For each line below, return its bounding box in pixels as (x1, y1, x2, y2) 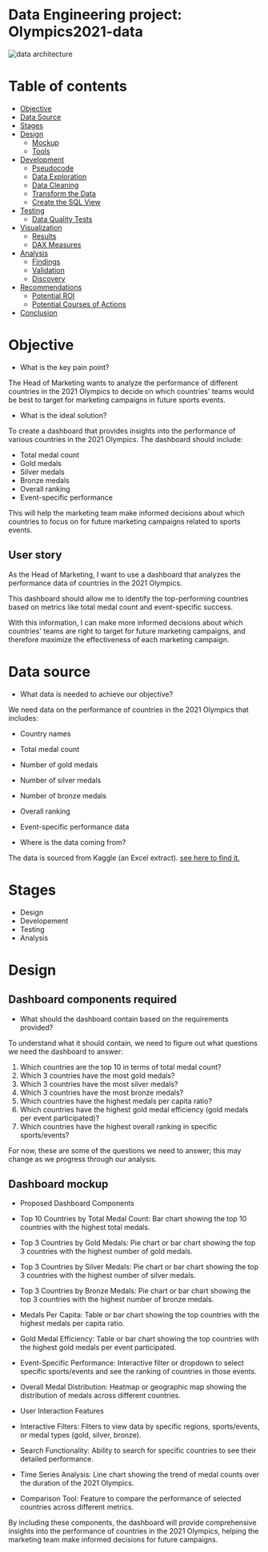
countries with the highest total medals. (19, 1223, 150, 1232)
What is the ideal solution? (19, 410, 107, 420)
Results (31, 231, 57, 241)
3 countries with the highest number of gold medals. (19, 1247, 194, 1256)
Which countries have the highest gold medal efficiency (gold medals (19, 1104, 249, 1114)
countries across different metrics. (19, 1502, 134, 1512)
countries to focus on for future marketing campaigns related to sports (8, 517, 242, 526)
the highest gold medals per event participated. (19, 1343, 177, 1353)
